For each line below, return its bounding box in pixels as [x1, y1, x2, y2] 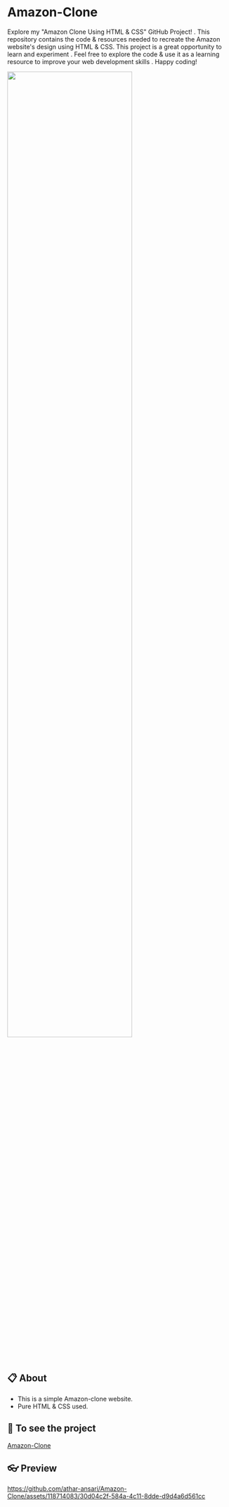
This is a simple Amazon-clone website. [17, 1394, 133, 1403]
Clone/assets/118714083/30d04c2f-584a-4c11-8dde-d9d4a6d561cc [7, 1492, 206, 1501]
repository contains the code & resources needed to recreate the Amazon [7, 35, 221, 43]
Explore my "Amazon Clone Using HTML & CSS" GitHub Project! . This [7, 27, 210, 36]
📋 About [7, 1372, 47, 1384]
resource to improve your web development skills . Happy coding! [7, 57, 198, 65]
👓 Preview [7, 1462, 58, 1474]
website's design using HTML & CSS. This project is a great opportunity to [7, 42, 223, 51]
